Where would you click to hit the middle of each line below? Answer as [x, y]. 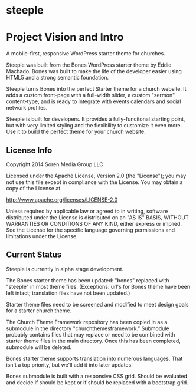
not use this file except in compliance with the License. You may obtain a [94, 182]
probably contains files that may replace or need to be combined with [91, 334]
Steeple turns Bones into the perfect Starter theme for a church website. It [97, 89]
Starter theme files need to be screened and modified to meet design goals [97, 304]
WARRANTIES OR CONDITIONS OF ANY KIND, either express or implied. [94, 223]
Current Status [34, 255]
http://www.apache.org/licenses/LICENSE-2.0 [62, 200]
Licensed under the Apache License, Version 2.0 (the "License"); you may [96, 176]
